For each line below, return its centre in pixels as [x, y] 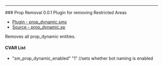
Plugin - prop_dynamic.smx [39, 22]
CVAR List [15, 48]
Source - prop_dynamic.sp [39, 27]
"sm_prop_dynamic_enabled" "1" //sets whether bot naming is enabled [82, 58]
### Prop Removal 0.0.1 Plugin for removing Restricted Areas [66, 12]
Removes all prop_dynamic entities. [41, 36]
